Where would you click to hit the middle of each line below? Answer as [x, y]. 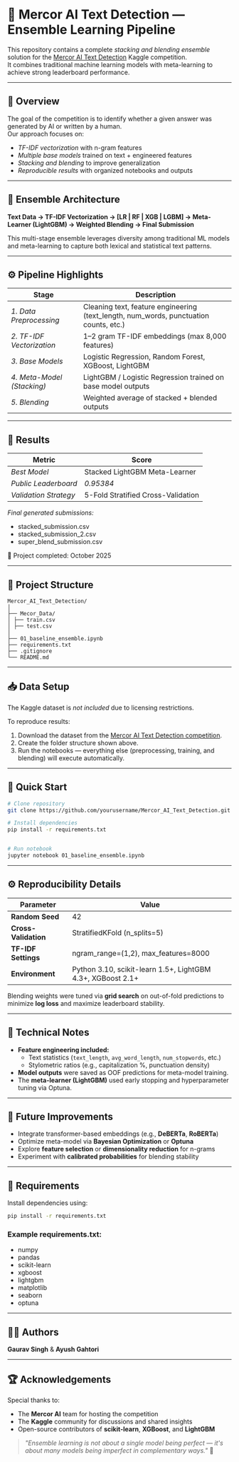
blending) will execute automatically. [71, 758]
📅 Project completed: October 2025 [59, 555]
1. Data [23, 311]
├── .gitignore [30, 651]
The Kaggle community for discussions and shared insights [105, 1421]
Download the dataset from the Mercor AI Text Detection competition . [120, 735]
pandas [29, 1257]
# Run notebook [30, 849]
